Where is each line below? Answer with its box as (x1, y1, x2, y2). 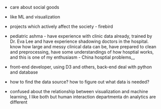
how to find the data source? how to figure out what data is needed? (9, 79, 150, 85)
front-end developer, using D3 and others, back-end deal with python (9, 64, 152, 70)
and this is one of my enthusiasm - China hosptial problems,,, (9, 54, 135, 60)
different (9, 99, 28, 105)
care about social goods (9, 4, 59, 10)
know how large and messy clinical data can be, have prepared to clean (9, 44, 157, 49)
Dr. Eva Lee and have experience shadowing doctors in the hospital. (9, 38, 149, 44)
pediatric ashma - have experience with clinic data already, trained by (9, 33, 153, 39)
